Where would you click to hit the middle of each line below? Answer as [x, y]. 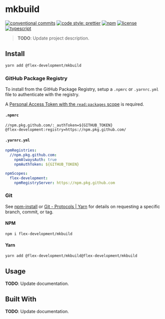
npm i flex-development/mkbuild [39, 234]
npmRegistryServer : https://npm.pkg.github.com [64, 183]
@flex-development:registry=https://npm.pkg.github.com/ [66, 130]
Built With [21, 299]
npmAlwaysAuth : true [35, 160]
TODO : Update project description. [53, 38]
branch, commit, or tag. [29, 212]
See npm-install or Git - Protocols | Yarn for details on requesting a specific [82, 206]
